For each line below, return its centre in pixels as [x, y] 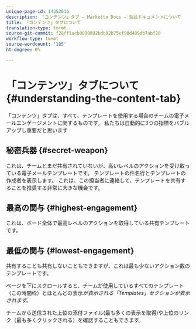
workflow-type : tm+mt [32, 39]
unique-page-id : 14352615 [37, 11]
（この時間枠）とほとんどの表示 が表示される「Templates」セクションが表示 [98, 293]
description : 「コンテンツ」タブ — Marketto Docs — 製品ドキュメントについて [94, 17]
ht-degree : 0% [23, 50]
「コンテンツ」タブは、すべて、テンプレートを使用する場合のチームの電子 [95, 116]
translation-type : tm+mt [36, 28]
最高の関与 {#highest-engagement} [72, 208]
